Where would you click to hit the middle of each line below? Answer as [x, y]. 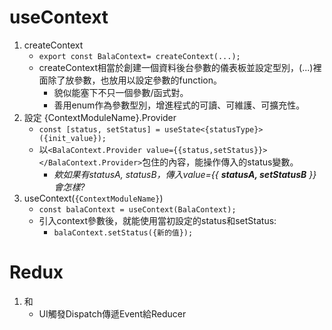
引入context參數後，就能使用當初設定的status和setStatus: [157, 220]
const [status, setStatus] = [99, 129]
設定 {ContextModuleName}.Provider [100, 117]
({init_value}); [72, 138]
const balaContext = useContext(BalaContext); [137, 209]
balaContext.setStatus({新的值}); [123, 232]
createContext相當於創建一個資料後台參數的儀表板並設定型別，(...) [176, 67]
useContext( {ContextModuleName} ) [93, 198]
